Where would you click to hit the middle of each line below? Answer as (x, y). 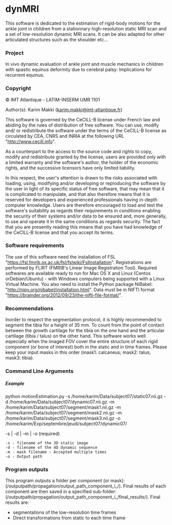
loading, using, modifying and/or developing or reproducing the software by (85, 183)
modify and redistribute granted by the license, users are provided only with (85, 157)
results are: (17, 502)
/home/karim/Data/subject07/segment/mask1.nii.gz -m (63, 407)
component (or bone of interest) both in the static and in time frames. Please (86, 347)
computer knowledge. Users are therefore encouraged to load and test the (84, 205)
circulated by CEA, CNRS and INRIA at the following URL (65, 136)
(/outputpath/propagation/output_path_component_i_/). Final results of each (86, 486)
